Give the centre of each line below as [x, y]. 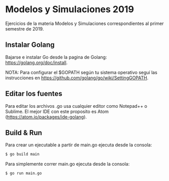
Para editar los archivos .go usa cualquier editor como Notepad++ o [76, 106]
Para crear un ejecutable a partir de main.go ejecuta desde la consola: [79, 145]
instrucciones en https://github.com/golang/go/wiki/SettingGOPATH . [77, 78]
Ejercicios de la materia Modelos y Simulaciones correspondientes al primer [84, 23]
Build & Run [24, 132]
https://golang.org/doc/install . [37, 63]
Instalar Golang [30, 45]
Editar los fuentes [34, 94]
